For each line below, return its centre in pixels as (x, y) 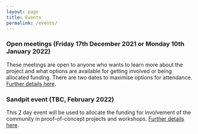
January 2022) (28, 52)
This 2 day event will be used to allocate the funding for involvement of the (99, 112)
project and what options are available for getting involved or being (89, 71)
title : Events (24, 17)
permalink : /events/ (32, 23)
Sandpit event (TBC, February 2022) (60, 99)
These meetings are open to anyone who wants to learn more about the (95, 64)
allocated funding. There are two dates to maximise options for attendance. (99, 77)
